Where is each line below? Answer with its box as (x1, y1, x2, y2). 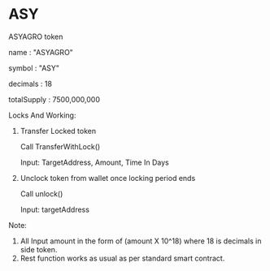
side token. (20, 244, 58, 254)
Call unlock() (20, 188, 63, 199)
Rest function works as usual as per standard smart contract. (20, 253, 225, 263)
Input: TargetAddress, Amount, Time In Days (20, 157, 169, 167)
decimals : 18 (8, 79, 53, 88)
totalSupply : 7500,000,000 (8, 94, 100, 104)
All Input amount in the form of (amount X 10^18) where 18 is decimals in (20, 236, 262, 246)
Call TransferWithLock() (20, 141, 101, 151)
